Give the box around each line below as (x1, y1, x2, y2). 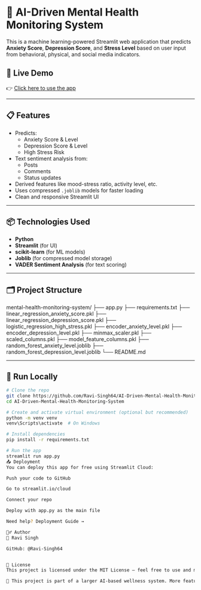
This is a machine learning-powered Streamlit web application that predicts (6, 38, 191, 45)
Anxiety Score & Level (23, 136, 78, 143)
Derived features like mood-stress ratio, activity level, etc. (14, 180, 157, 188)
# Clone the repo (6, 387, 50, 393)
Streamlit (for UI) (14, 242, 58, 249)
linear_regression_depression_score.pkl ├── (6, 317, 117, 324)
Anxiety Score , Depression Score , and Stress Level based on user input (6, 44, 187, 52)
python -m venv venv (6, 415, 58, 421)
